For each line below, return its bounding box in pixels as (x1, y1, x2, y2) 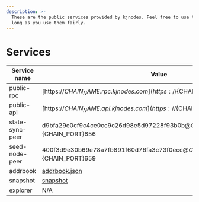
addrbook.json (41, 167, 82, 175)
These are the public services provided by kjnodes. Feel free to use (11, 14, 190, 20)
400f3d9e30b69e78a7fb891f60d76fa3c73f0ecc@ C (41, 146, 194, 154)
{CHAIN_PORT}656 (41, 130, 97, 138)
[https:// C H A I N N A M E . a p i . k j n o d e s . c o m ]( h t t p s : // (41, 104, 176, 113)
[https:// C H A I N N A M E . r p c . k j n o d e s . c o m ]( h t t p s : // (41, 87, 177, 97)
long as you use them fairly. (11, 20, 86, 25)
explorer (9, 186, 33, 194)
